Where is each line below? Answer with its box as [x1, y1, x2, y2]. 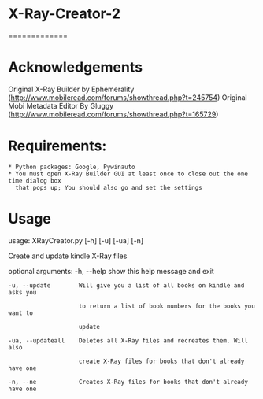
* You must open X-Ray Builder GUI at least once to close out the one [8, 170, 248, 178]
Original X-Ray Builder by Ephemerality [8, 84, 135, 94]
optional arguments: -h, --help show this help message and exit [8, 266, 214, 275]
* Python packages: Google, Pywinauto [8, 163, 135, 171]
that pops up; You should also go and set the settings [15, 183, 202, 191]
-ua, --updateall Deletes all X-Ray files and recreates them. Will [8, 336, 248, 345]
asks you [8, 288, 37, 296]
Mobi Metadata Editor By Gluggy [8, 101, 114, 110]
